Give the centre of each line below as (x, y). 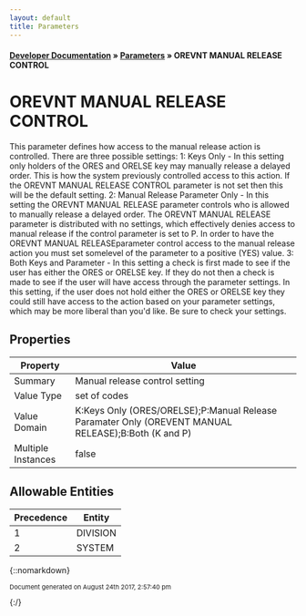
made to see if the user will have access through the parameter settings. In (150, 282)
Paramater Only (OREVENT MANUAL (154, 422)
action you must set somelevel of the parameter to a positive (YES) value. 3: (152, 253)
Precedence (41, 518)
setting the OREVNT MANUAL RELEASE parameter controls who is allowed (149, 205)
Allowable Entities (61, 492)
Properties (40, 339)
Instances (35, 459)
